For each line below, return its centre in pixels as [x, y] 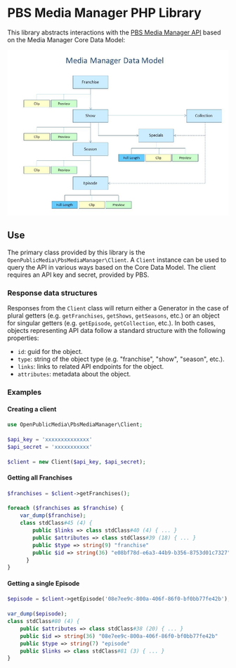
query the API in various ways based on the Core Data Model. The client [112, 267]
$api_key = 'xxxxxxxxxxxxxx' [50, 439]
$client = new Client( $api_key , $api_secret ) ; [77, 461]
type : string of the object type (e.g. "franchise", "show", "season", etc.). [121, 359]
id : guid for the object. [50, 352]
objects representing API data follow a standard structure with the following [117, 331]
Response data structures [52, 293]
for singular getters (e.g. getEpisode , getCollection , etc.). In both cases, [112, 323]
